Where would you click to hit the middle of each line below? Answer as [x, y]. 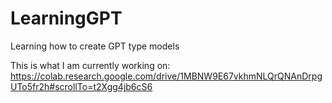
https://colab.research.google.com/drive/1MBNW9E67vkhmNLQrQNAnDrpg [166, 76]
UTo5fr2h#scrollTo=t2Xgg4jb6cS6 [81, 86]
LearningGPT [66, 18]
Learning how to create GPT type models [95, 46]
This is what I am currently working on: [90, 65]
